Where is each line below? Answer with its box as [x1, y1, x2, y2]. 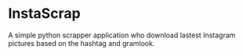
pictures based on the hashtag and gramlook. [8, 38, 155, 47]
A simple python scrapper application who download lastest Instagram [8, 30, 236, 40]
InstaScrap [8, 5, 81, 23]
